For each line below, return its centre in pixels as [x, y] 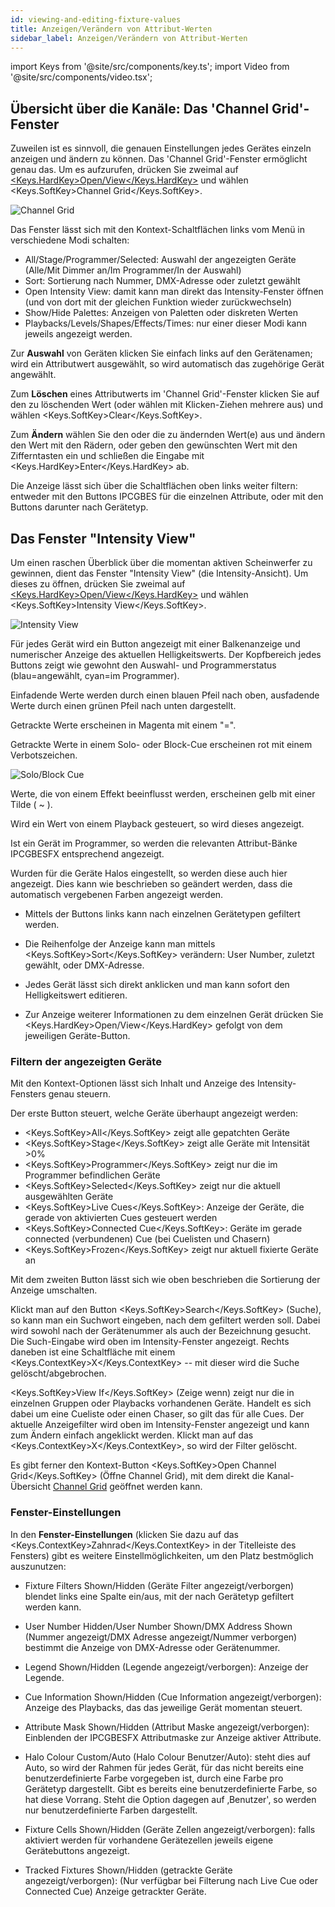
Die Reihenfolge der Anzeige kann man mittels [120, 944]
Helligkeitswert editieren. [76, 995]
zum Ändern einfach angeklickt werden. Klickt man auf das [132, 1435]
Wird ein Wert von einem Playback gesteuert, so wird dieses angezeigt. [157, 824]
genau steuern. [80, 1094]
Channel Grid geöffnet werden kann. [128, 1487]
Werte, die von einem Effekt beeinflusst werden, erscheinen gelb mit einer [163, 794]
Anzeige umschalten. [54, 1290]
